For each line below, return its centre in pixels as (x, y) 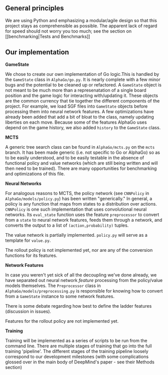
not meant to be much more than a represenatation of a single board (76, 90)
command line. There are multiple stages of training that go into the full (78, 346)
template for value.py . (28, 240)
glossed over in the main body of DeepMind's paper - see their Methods (80, 362)
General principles (35, 8)
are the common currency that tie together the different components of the (82, 101)
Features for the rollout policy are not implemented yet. (62, 321)
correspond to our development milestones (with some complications (77, 356)
